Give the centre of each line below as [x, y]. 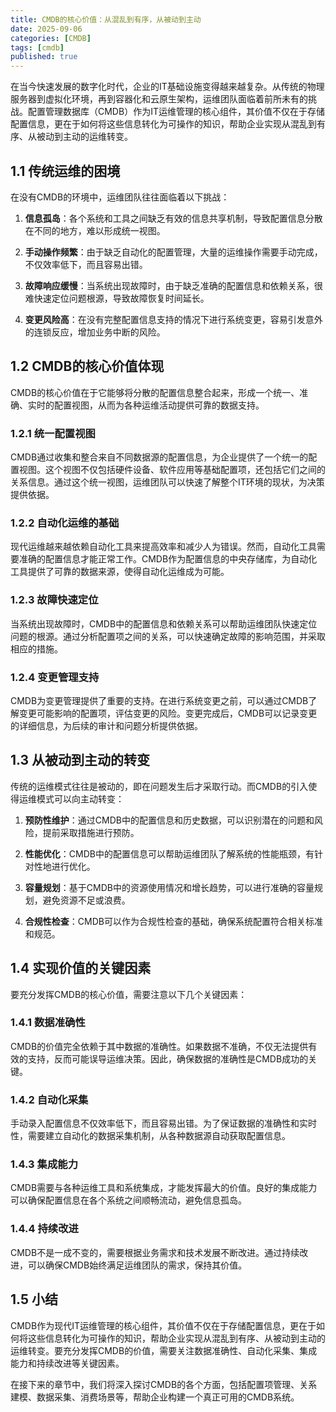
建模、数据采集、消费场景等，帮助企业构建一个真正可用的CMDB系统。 [155, 1397]
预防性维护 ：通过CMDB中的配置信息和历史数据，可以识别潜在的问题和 [169, 820]
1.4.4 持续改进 [44, 1229]
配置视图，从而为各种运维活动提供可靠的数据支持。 [159, 405]
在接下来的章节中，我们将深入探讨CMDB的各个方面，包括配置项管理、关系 [164, 1384]
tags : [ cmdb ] [37, 47]
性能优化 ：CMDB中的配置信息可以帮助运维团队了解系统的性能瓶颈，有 [169, 853]
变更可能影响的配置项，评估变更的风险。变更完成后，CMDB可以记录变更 [168, 713]
